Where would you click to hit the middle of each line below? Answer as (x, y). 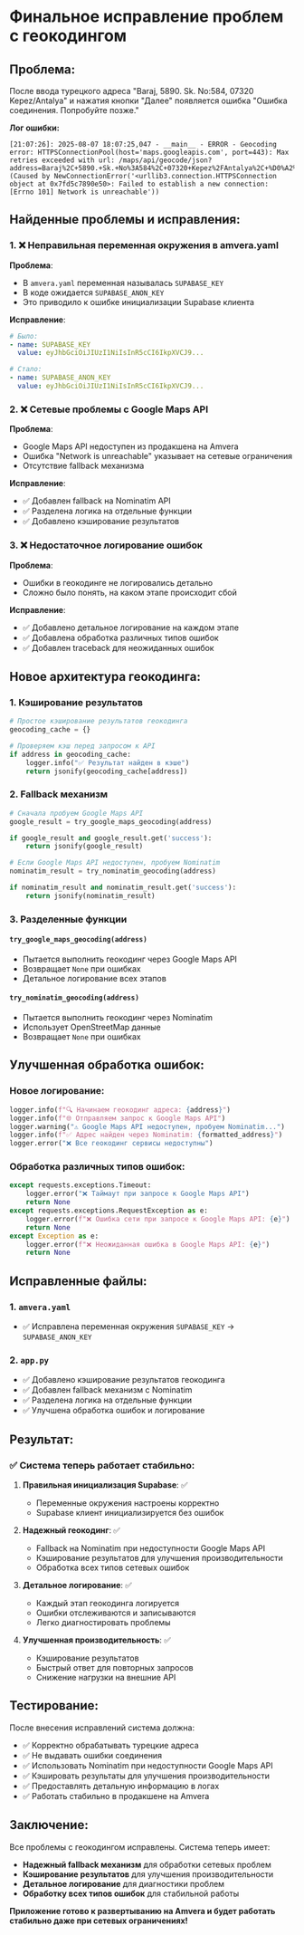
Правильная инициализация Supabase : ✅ (105, 1485)
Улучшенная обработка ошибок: (107, 1065)
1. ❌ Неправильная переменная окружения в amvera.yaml (144, 245)
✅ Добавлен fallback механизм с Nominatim (107, 1390)
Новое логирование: (57, 1091)
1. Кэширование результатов (76, 702)
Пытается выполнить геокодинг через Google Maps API (130, 959)
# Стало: (26, 369)
